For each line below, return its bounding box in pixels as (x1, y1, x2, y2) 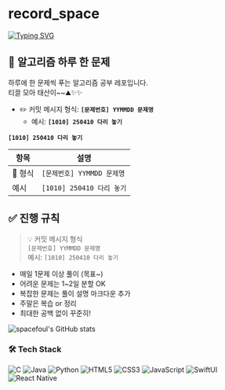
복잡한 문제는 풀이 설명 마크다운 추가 (19, 289, 131, 298)
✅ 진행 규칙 (8, 212, 60, 225)
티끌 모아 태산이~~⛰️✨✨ (8, 87, 83, 97)
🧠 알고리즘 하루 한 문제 (8, 56, 111, 69)
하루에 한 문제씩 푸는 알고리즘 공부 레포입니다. (8, 78, 149, 87)
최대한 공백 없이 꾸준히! (19, 308, 92, 318)
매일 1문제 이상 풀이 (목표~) (19, 269, 103, 278)
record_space (8, 5, 100, 23)
